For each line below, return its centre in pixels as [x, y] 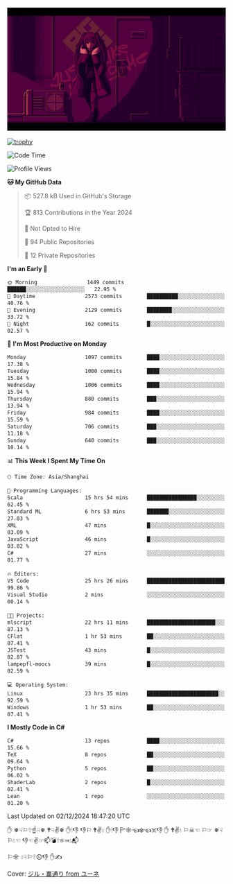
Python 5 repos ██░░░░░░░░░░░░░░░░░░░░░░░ [116, 768]
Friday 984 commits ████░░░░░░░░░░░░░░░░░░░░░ [116, 413]
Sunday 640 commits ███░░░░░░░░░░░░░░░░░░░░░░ [116, 440]
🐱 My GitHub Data [35, 182]
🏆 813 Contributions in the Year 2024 [78, 212]
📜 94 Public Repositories [59, 242]
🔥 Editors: [23, 574]
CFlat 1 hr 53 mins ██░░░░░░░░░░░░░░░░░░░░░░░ [116, 636]
